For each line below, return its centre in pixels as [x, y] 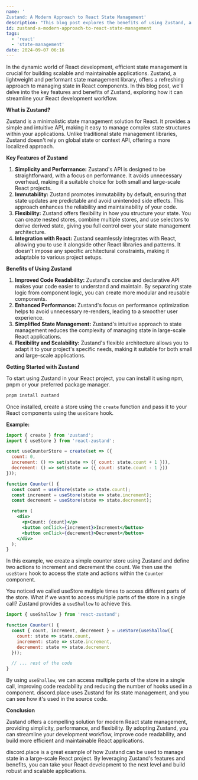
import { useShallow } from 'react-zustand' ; [63, 615]
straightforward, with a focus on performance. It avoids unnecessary [98, 175]
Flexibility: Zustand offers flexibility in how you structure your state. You [103, 213]
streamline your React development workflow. [62, 98]
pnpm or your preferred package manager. [58, 384]
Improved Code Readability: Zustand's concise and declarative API [97, 280]
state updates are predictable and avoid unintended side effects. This [99, 200]
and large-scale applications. [50, 355]
